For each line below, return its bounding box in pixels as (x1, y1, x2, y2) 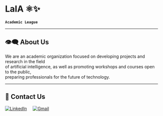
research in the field (5, 58, 45, 64)
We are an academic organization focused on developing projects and (5, 53, 146, 59)
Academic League (5, 19, 38, 25)
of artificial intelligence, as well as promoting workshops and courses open (5, 64, 155, 69)
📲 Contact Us (5, 93, 46, 101)
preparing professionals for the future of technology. (5, 74, 110, 80)
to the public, (5, 69, 32, 75)
